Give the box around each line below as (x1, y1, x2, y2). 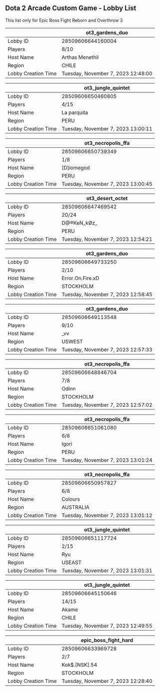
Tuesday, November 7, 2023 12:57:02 (61, 401, 153, 408)
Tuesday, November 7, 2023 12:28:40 (61, 678, 153, 685)
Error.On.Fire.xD (61, 275, 100, 282)
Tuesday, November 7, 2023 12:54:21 (61, 236, 153, 243)
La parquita (61, 109, 88, 116)
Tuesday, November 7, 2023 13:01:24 (61, 456, 153, 463)
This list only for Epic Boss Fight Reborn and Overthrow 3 (5, 17, 123, 23)
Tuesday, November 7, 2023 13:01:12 (61, 512, 153, 519)
